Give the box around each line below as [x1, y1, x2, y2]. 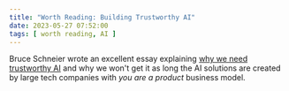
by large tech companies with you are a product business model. [9, 72, 246, 83]
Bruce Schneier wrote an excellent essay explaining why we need [9, 54, 248, 64]
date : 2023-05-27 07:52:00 [9, 21, 109, 30]
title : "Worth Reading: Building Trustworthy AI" [9, 12, 196, 22]
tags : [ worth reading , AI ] [9, 29, 117, 38]
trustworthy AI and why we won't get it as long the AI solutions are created [9, 63, 281, 73]
